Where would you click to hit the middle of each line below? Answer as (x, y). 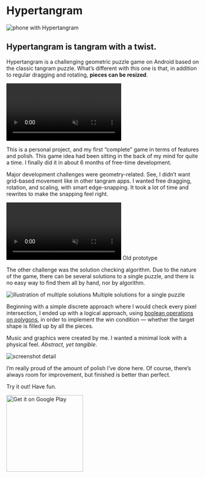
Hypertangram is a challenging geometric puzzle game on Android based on (103, 61)
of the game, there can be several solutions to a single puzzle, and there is (100, 276)
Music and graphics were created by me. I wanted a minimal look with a (97, 338)
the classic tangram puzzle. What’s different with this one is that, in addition (102, 68)
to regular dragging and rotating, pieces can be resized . (77, 75)
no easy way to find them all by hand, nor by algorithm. (76, 283)
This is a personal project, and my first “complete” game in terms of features (102, 149)
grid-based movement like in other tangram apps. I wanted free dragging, (99, 181)
